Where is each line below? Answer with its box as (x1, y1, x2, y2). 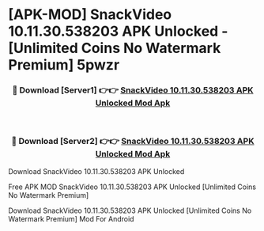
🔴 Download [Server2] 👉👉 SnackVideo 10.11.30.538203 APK (11, 136, 255, 147)
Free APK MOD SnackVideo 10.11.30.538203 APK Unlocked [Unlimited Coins (8, 182, 257, 191)
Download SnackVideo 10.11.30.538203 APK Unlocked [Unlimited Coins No (8, 206, 252, 215)
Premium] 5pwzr (8, 56, 120, 74)
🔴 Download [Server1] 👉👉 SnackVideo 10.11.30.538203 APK (11, 85, 255, 96)
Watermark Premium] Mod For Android (8, 214, 134, 223)
